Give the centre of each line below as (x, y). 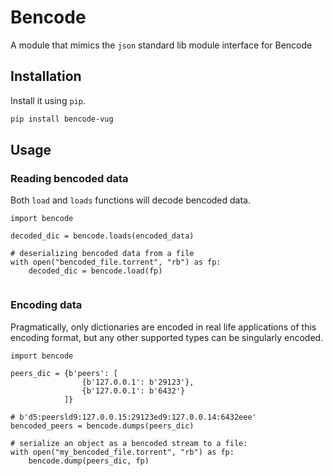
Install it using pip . (48, 100)
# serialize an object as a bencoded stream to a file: (129, 443)
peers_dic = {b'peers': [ (64, 373)
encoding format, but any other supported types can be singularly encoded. (167, 337)
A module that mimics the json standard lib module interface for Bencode (161, 45)
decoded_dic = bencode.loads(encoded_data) (102, 236)
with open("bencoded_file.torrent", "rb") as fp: (116, 262)
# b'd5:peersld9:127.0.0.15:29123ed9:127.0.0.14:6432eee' (133, 417)
